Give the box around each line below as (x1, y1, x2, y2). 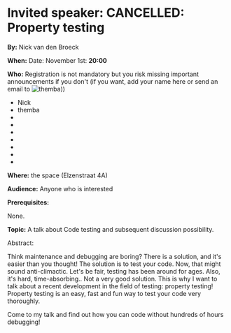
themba (17, 105, 40, 114)
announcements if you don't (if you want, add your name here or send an (7, 77, 218, 85)
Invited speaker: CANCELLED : (7, 5, 185, 21)
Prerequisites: (7, 198, 50, 207)
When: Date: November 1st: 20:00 (7, 56, 107, 64)
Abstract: (7, 239, 34, 247)
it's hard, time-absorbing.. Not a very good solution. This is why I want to (7, 274, 218, 283)
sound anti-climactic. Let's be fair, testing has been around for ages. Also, (7, 267, 220, 275)
